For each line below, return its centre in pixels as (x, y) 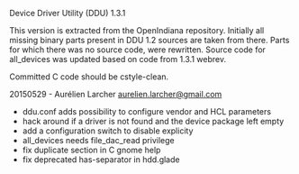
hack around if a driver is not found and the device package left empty (153, 121)
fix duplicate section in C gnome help (91, 150)
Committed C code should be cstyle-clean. (89, 77)
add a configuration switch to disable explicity (108, 131)
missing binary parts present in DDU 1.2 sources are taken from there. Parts (149, 40)
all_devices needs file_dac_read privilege (98, 140)
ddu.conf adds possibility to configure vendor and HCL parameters (147, 111)
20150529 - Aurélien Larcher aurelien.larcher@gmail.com (116, 94)
